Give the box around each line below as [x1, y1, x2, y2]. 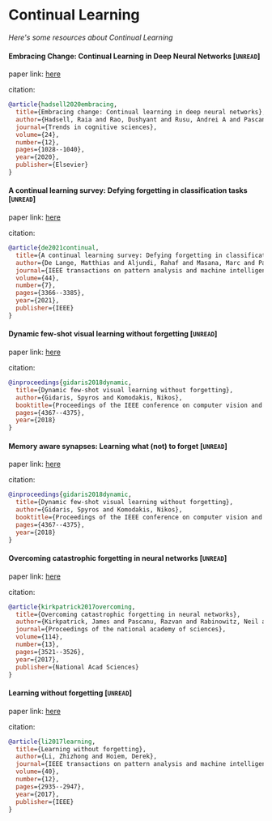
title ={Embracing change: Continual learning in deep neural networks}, [15, 108, 266, 117]
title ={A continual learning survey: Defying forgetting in [15, 251, 223, 259]
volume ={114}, [15, 633, 63, 641]
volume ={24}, [15, 130, 60, 139]
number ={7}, [15, 281, 57, 289]
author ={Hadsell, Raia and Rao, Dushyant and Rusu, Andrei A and [15, 115, 241, 123]
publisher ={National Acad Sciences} [15, 663, 139, 671]
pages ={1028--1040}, [15, 146, 85, 154]
